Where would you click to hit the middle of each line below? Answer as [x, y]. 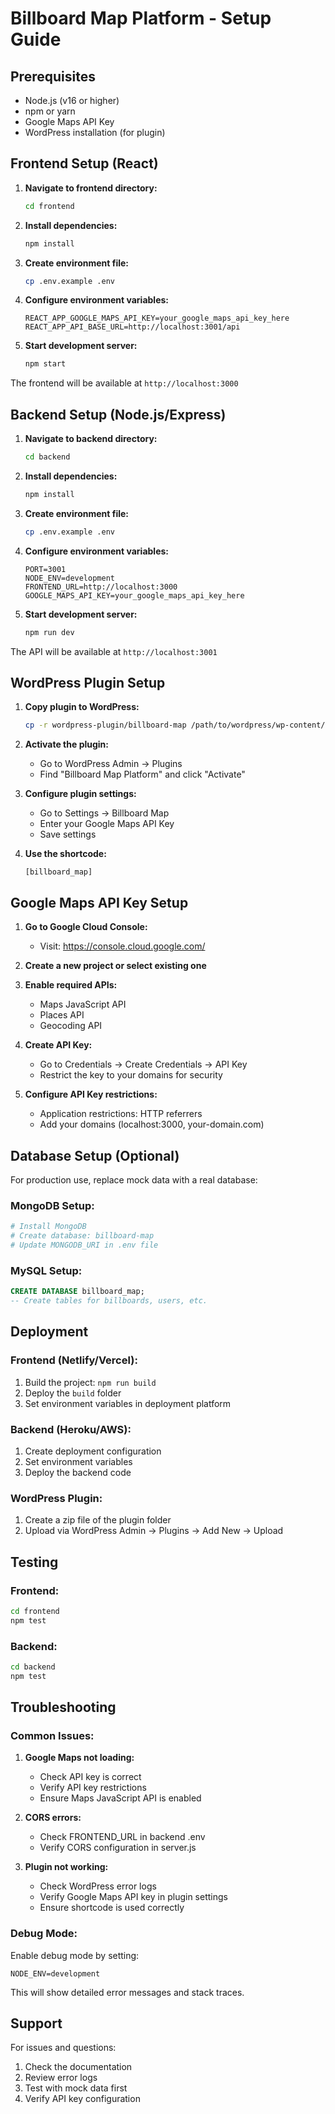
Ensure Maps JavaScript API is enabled [120, 1798]
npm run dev [49, 632]
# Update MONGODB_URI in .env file [84, 1245]
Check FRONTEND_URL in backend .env [122, 1837]
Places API [62, 1015]
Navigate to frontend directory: [91, 188]
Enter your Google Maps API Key [107, 824]
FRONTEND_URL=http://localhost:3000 [101, 587]
